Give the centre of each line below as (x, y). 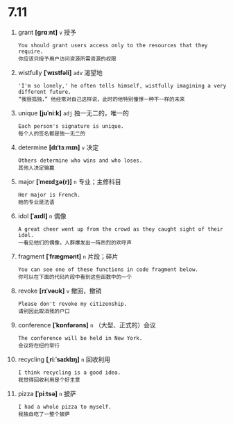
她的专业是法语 (36, 202)
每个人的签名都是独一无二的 (52, 133)
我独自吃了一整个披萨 (44, 414)
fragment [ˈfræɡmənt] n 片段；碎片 (68, 256)
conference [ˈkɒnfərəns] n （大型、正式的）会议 (87, 325)
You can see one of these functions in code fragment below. (108, 269)
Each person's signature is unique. (71, 126)
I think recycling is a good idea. (69, 373)
